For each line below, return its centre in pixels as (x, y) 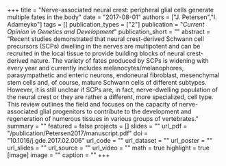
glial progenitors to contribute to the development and (115, 111)
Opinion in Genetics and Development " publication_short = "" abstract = (109, 31)
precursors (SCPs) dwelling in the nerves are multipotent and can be (104, 46)
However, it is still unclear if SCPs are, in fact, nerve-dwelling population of (113, 89)
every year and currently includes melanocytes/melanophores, (96, 68)
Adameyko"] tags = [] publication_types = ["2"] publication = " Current (106, 24)
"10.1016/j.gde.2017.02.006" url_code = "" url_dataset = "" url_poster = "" (110, 140)
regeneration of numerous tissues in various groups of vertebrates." (103, 119)
